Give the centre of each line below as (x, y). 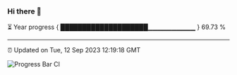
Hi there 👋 (25, 11)
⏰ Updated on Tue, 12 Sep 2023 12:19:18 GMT (74, 50)
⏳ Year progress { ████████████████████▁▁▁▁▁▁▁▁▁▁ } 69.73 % (117, 27)
